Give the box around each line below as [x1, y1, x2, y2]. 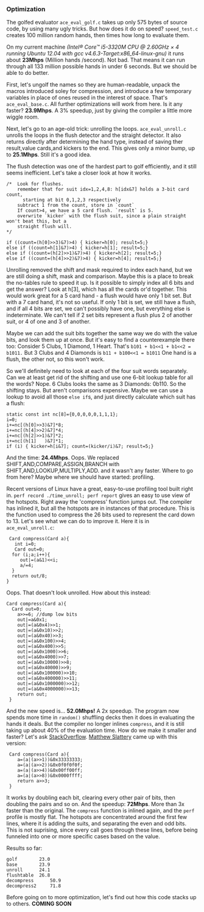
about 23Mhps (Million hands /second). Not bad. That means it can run [6, 57, 186, 64]
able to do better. [6, 69, 49, 77]
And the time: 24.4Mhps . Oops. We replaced [6, 454, 119, 461]
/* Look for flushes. [6, 181, 64, 187]
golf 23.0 [6, 857, 51, 863]
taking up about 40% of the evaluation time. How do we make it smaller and [6, 726, 197, 734]
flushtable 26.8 [6, 872, 51, 879]
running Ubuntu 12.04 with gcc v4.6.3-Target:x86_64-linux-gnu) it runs [6, 50, 185, 57]
